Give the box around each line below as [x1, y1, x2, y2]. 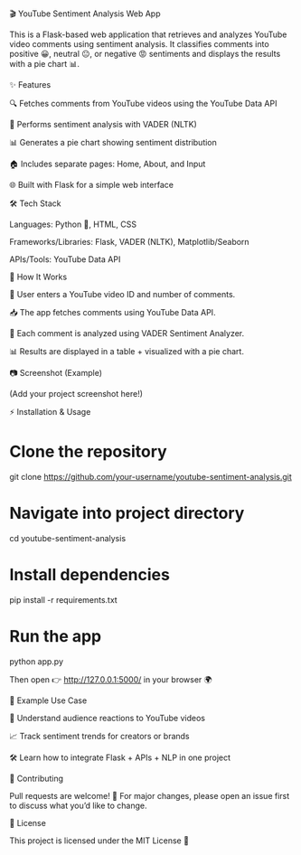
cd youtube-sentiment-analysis [9, 532, 127, 543]
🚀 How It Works [9, 271, 68, 282]
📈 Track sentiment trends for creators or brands [9, 730, 190, 741]
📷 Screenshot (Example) [9, 368, 102, 378]
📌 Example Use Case [9, 695, 88, 706]
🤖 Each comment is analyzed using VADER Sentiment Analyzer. [9, 328, 245, 338]
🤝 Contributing [9, 773, 64, 784]
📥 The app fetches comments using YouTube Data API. [9, 307, 216, 317]
